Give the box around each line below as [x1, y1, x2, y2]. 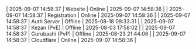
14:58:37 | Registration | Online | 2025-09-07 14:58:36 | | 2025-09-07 [22, 12, 191, 19]
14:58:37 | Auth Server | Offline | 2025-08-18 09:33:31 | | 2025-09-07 [6, 18, 174, 24]
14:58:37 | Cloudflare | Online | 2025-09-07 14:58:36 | [6, 37, 136, 43]
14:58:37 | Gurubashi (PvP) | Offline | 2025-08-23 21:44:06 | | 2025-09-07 [6, 30, 186, 37]
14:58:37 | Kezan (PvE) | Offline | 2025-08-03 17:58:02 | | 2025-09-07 [6, 24, 176, 31]
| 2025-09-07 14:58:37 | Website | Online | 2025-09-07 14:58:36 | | [6, 6, 169, 12]
